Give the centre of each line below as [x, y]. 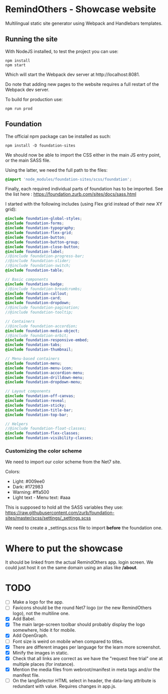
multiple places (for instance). [43, 664]
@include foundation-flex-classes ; [43, 433]
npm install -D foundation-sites [40, 145]
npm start [16, 65]
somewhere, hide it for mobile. [44, 630]
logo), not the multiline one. [41, 613]
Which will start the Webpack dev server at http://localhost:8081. [73, 74]
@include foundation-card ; [34, 298]
